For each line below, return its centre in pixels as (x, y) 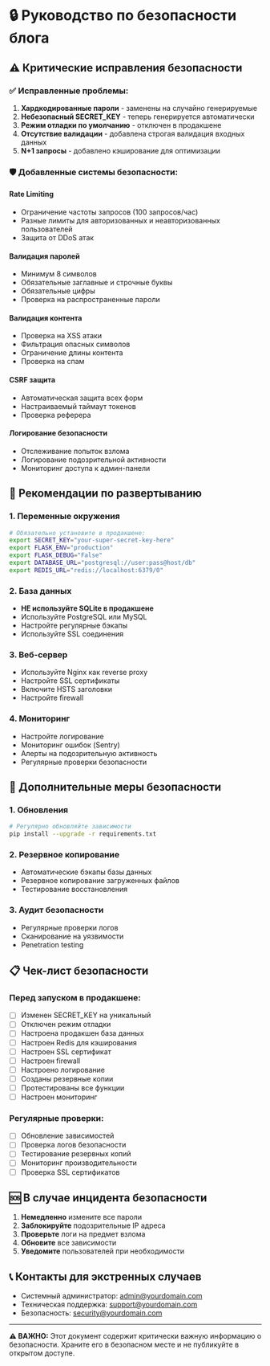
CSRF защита (32, 380)
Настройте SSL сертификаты (70, 681)
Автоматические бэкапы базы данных (86, 872)
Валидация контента (46, 317)
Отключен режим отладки (66, 1024)
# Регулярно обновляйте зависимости (70, 827)
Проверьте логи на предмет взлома (83, 1234)
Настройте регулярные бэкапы (74, 626)
